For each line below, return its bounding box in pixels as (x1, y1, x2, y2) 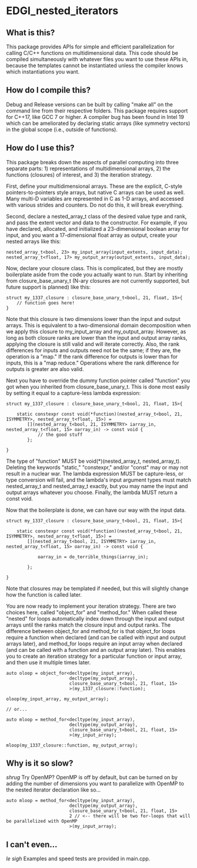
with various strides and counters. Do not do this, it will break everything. (6, 201, 183, 208)
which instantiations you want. (6, 68, 80, 75)
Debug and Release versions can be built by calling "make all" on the (6, 101, 173, 108)
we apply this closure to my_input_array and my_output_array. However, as (6, 328, 186, 335)
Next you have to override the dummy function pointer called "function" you (6, 377, 191, 384)
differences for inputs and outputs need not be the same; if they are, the (6, 346, 181, 354)
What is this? (6, 28, 55, 38)
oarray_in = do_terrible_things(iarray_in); (37, 554, 149, 560)
